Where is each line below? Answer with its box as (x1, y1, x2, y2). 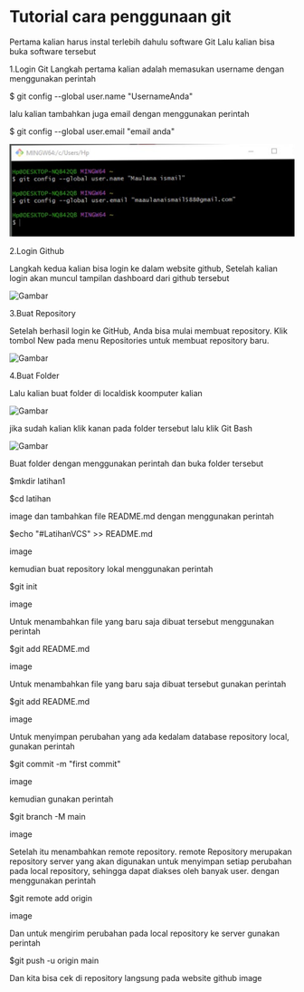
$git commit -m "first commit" (9, 759, 121, 770)
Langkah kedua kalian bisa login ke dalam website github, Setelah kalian (9, 263, 279, 274)
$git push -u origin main (9, 955, 100, 967)
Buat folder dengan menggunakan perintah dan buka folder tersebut (9, 458, 264, 469)
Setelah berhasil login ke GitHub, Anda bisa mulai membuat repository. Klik (9, 326, 288, 336)
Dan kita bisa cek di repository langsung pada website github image (9, 973, 262, 984)
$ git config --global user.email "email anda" (9, 125, 175, 137)
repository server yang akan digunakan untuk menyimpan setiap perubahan (9, 856, 292, 867)
